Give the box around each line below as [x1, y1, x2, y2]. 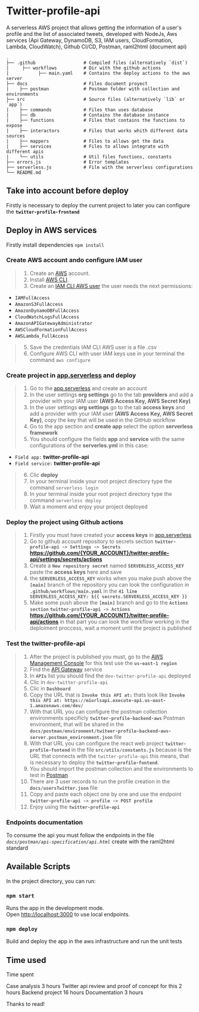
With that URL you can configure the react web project [29, 740, 164, 747]
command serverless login [29, 484, 99, 491]
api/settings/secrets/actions [29, 556, 102, 563]
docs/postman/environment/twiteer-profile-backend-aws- [29, 728, 172, 734]
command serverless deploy [29, 497, 101, 504]
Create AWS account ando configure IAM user [6, 256, 143, 264]
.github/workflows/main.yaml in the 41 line [29, 587, 138, 595]
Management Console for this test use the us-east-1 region [29, 659, 178, 667]
